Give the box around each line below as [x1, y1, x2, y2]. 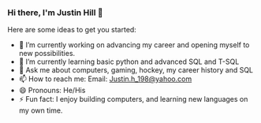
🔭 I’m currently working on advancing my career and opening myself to [18, 40, 250, 50]
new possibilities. [18, 49, 76, 58]
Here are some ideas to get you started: [7, 25, 137, 35]
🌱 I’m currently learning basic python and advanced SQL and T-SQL [18, 57, 240, 66]
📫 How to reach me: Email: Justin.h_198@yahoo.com [18, 74, 192, 84]
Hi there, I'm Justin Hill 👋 [7, 7, 103, 18]
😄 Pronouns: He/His [18, 86, 86, 95]
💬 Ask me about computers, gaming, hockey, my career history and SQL [18, 65, 254, 75]
